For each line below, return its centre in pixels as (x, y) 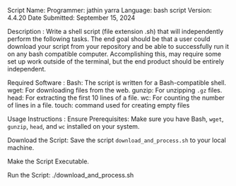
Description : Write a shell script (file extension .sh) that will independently (116, 31)
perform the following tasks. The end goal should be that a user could (109, 39)
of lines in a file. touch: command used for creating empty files (99, 105)
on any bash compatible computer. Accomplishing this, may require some (114, 54)
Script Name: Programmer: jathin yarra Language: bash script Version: (110, 10)
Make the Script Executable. (48, 161)
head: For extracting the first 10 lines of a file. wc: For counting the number (116, 98)
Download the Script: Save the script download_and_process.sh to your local (117, 140)
